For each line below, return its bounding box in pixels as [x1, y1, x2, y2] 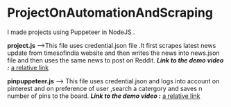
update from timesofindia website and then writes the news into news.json [7, 49, 220, 57]
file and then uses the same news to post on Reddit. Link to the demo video [7, 56, 224, 64]
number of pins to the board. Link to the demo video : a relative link [7, 92, 200, 100]
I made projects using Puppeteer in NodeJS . [7, 28, 135, 36]
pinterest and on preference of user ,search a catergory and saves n [7, 84, 203, 92]
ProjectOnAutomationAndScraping [7, 5, 214, 21]
